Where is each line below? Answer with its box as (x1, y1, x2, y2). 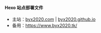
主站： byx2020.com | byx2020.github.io (12, 16, 96, 22)
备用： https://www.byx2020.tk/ (12, 23, 77, 29)
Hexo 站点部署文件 (5, 4, 44, 10)
